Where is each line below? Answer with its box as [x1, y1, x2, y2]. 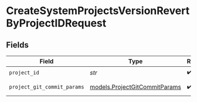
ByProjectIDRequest [6, 16, 107, 30]
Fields [6, 40, 29, 50]
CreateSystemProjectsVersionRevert [6, 4, 190, 18]
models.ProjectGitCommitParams [90, 83, 182, 91]
